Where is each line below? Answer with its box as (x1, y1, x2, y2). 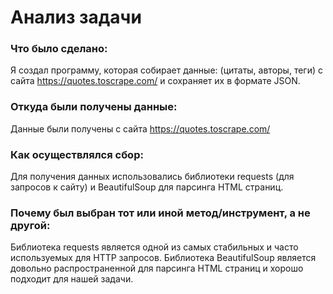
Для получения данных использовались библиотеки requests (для (10, 171, 295, 183)
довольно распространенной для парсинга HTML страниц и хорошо (10, 262, 304, 275)
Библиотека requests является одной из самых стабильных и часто (10, 241, 299, 253)
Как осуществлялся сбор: (10, 147, 144, 161)
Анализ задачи (10, 6, 142, 29)
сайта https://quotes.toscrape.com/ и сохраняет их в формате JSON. (10, 75, 301, 87)
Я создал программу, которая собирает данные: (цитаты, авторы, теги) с (10, 64, 323, 76)
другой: (10, 219, 51, 232)
